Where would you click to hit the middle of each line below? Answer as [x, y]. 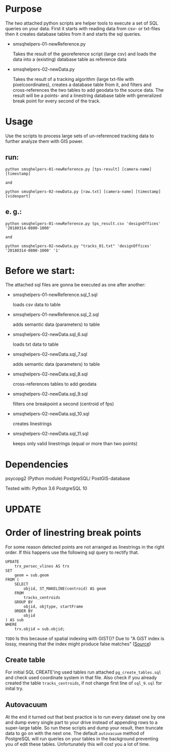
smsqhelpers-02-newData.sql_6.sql [50, 335]
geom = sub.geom [32, 575]
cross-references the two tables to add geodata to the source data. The [88, 90]
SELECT [21, 584]
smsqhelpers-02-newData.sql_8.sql [50, 374]
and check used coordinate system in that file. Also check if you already [81, 678]
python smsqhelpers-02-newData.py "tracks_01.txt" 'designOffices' [79, 246]
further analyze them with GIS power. [44, 141]
